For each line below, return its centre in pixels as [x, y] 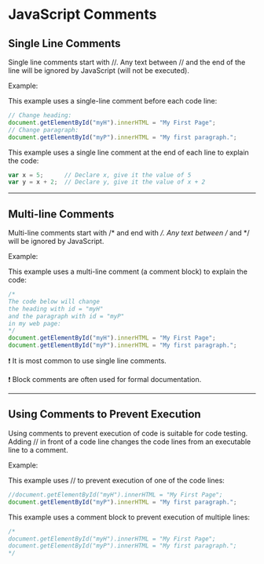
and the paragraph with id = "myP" [66, 316]
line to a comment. [38, 449]
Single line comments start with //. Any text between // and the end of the [127, 62]
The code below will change [54, 301]
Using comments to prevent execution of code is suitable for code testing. [128, 433]
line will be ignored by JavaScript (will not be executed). [99, 71]
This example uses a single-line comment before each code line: [113, 101]
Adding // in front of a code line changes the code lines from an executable [130, 442]
